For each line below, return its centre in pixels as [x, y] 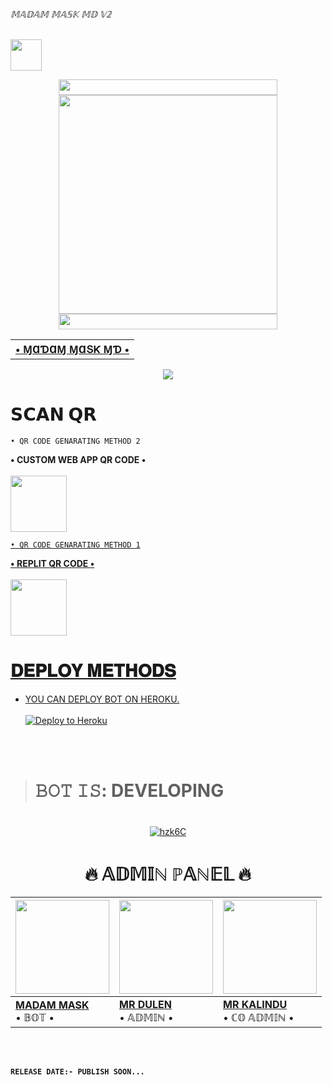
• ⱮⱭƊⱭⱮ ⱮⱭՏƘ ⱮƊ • [72, 350]
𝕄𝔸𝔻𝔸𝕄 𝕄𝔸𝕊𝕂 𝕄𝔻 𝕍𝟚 [61, 14]
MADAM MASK [52, 1005]
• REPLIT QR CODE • [52, 564]
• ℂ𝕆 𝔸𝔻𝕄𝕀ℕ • [259, 1018]
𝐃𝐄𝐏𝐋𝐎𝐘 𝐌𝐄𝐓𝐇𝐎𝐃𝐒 [93, 671]
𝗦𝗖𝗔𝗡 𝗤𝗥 [53, 414]
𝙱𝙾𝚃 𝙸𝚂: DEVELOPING [129, 791]
